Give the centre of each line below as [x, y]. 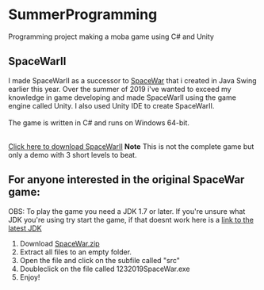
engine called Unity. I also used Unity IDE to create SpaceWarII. [111, 105]
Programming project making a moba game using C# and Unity [111, 36]
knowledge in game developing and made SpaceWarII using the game [122, 97]
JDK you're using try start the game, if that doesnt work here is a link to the [131, 219]
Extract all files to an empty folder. [76, 252]
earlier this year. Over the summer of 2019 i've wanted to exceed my [120, 89]
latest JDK [25, 228]
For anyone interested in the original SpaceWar [126, 180]
